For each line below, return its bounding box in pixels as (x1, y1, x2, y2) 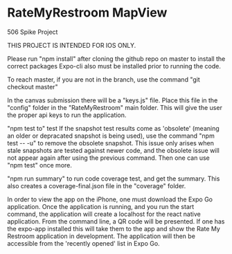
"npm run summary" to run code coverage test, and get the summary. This (7, 174, 220, 183)
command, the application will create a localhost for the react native (7, 210, 201, 218)
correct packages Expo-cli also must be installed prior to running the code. (7, 62, 222, 70)
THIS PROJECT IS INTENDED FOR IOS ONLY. (7, 41, 136, 49)
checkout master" (7, 82, 58, 91)
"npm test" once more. (7, 161, 73, 169)
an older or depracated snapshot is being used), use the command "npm (7, 131, 215, 140)
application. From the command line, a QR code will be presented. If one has (7, 217, 225, 226)
